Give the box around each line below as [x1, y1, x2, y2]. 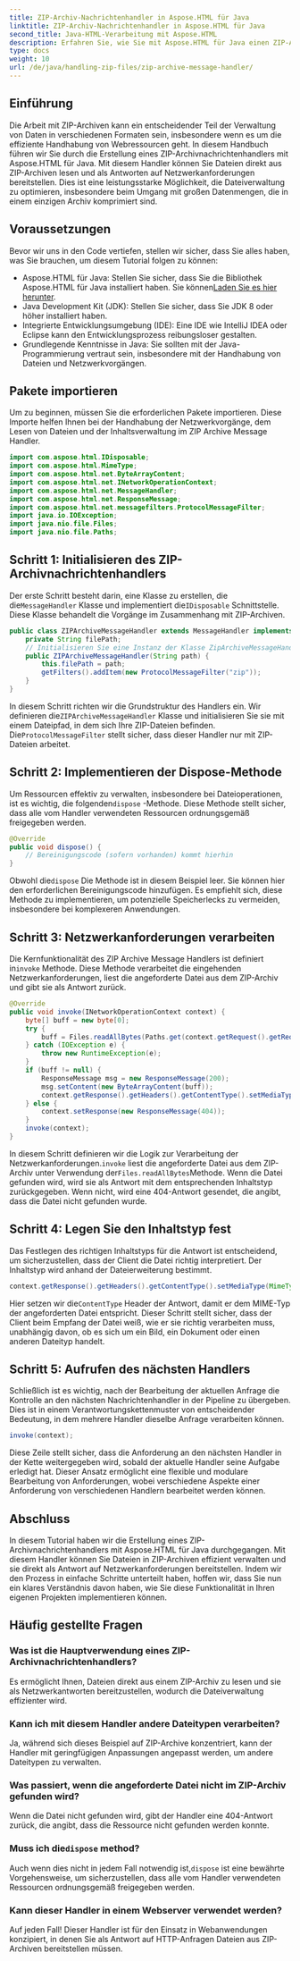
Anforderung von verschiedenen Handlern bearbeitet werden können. [9, 1485, 266, 1496]
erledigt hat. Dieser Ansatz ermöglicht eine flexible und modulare [9, 1467, 248, 1477]
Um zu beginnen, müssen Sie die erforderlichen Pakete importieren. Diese [9, 408, 282, 418]
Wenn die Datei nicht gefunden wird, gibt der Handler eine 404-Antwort [9, 1811, 274, 1822]
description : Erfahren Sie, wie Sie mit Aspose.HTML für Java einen [9, 38, 270, 47]
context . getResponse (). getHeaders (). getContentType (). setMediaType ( [9, 1282, 270, 1291]
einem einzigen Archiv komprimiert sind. [9, 196, 158, 206]
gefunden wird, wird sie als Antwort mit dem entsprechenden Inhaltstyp [9, 1176, 273, 1187]
